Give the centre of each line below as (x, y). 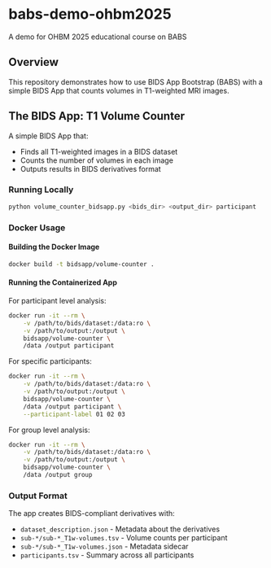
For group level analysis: (50, 430)
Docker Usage (37, 227)
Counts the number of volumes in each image (96, 160)
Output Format (38, 496)
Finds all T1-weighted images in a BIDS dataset (99, 151)
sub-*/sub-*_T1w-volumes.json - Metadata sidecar (104, 547)
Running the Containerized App (63, 282)
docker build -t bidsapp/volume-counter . (81, 264)
